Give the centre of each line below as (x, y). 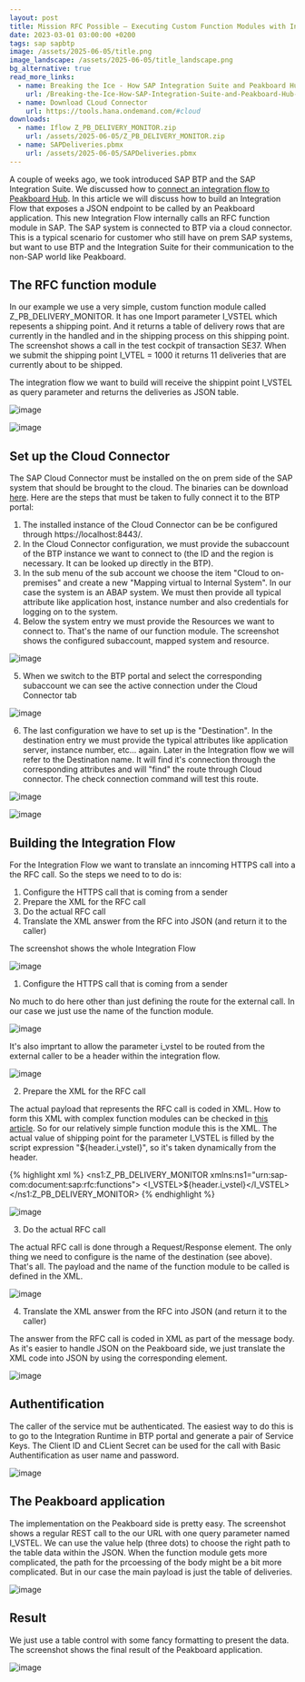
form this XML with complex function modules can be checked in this (139, 1119)
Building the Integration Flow (93, 843)
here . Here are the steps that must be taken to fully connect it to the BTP (145, 498)
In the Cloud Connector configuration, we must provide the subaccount (156, 544)
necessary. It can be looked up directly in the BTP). (118, 563)
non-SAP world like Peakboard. (68, 257)
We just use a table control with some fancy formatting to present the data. (149, 1640)
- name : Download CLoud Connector (83, 102)
